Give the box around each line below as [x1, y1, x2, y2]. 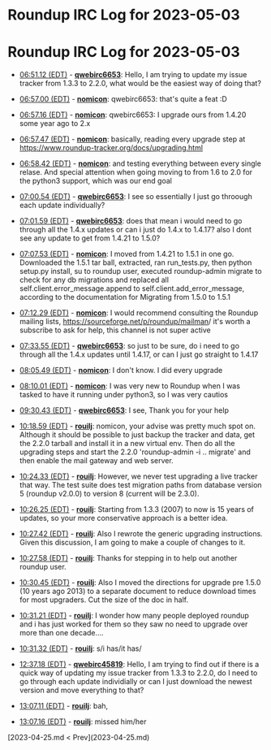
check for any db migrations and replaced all [19, 275, 170, 285]
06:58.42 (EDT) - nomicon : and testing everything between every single [19, 158, 261, 168]
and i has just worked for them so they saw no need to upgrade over [19, 619, 248, 629]
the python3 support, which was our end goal [19, 176, 172, 186]
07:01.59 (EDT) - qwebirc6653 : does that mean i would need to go [19, 216, 243, 226]
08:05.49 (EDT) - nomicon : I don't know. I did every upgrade [19, 366, 223, 375]
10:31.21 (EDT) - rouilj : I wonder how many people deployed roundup [19, 611, 249, 621]
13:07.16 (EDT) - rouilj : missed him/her [19, 717, 147, 726]
